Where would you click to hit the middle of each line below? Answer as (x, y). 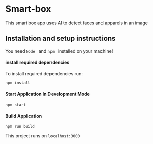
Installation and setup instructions (60, 39)
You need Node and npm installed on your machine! (59, 51)
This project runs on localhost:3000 (43, 136)
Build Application (24, 116)
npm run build (20, 127)
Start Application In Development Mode (47, 94)
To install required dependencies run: (44, 73)
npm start (16, 105)
